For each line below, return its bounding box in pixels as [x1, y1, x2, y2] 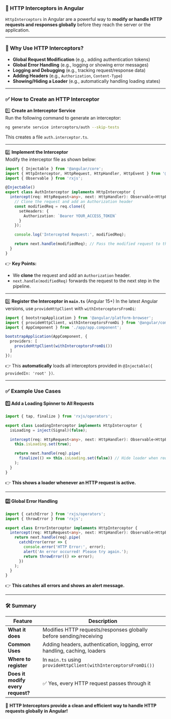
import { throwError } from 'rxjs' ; [5, 516, 83, 521]
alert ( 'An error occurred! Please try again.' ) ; [23, 549, 129, 554]
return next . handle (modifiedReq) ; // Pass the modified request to [14, 241, 160, 247]
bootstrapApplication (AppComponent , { [5, 334, 88, 339]
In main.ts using [42, 656, 81, 663]
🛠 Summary [5, 602, 37, 610]
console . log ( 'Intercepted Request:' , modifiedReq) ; [14, 232, 126, 237]
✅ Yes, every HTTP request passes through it [42, 680, 151, 687]
